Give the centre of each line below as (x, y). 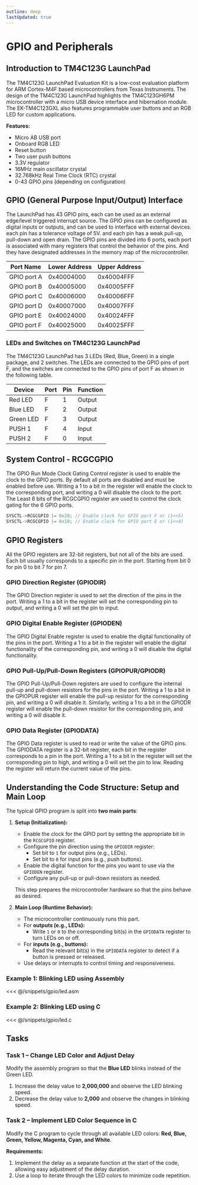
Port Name (26, 267)
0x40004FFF (116, 277)
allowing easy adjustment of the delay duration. (72, 1169)
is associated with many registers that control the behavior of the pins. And (98, 246)
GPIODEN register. (43, 871)
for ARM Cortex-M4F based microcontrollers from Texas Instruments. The (96, 89)
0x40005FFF (116, 287)
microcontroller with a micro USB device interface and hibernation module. (97, 102)
